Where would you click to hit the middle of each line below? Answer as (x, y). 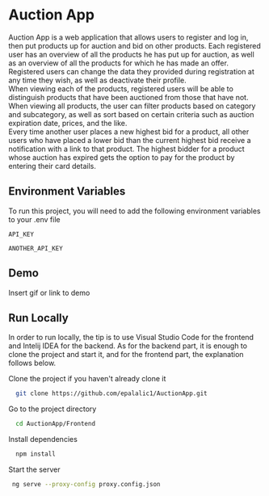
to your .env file (34, 219)
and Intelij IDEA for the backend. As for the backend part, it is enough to (128, 346)
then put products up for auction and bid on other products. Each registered (134, 45)
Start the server (34, 469)
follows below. (32, 363)
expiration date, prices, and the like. (68, 123)
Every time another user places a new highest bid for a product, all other (129, 132)
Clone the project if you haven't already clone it (87, 379)
